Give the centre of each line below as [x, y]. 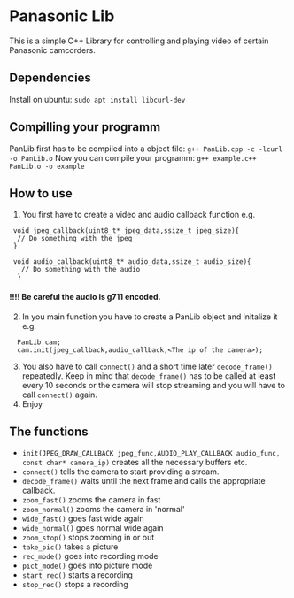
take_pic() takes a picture [70, 547]
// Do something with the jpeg [75, 239]
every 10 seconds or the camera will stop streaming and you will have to [154, 385]
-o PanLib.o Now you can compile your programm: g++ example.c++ [133, 157]
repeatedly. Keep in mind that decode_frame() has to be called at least [149, 376]
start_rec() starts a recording [77, 575]
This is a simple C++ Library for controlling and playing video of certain [139, 41]
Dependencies [50, 78]
